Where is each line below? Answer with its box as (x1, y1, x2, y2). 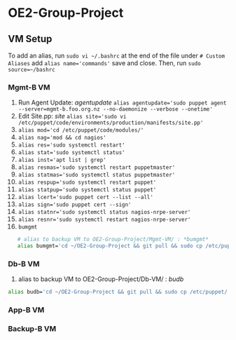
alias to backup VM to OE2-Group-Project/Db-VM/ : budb (18, 275, 184, 283)
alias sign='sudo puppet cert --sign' (18, 201, 132, 208)
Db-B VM (8, 259, 40, 268)
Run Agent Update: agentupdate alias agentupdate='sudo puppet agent (18, 98, 227, 107)
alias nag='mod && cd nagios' (18, 135, 107, 142)
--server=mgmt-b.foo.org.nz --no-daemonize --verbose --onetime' (18, 106, 213, 113)
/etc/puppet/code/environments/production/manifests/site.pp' (18, 119, 204, 127)
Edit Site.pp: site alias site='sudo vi (18, 112, 127, 121)
